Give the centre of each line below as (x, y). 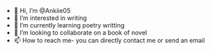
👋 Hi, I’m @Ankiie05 (42, 11)
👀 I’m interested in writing (50, 18)
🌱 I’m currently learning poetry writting (69, 25)
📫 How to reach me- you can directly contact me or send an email (109, 40)
